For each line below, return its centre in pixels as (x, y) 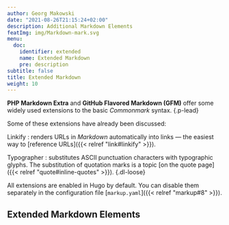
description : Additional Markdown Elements (70, 26)
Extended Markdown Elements (74, 214)
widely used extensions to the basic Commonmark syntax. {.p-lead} (103, 110)
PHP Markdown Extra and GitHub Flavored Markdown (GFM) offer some (110, 103)
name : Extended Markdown (55, 58)
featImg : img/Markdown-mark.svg (53, 33)
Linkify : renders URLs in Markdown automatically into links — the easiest (110, 137)
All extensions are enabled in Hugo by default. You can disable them (103, 185)
